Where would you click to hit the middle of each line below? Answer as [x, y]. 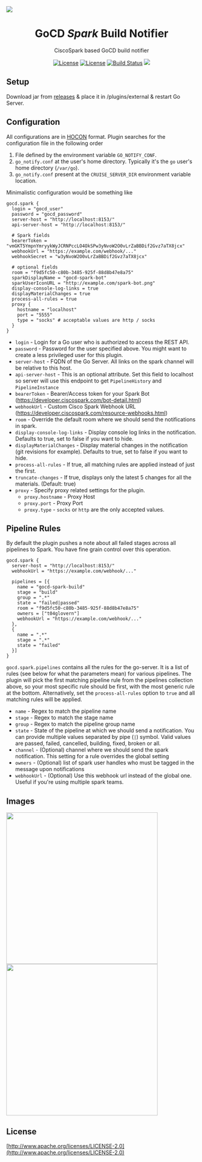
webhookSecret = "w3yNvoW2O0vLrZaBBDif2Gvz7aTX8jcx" [80, 256]
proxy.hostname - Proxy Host [60, 496]
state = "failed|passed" [48, 603]
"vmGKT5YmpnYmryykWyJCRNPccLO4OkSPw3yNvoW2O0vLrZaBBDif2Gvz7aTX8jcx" [96, 246]
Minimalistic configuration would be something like [70, 192]
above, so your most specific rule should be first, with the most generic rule [100, 687]
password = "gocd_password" [47, 214]
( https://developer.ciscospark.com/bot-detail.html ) [78, 400]
